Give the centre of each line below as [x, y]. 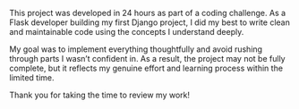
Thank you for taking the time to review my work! [100, 95]
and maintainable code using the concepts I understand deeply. [127, 32]
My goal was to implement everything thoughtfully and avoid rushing [136, 49]
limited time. [32, 78]
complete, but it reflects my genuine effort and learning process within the [146, 68]
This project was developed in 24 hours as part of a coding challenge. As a [148, 13]
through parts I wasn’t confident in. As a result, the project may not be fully [147, 59]
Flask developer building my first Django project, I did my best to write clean [150, 22]
